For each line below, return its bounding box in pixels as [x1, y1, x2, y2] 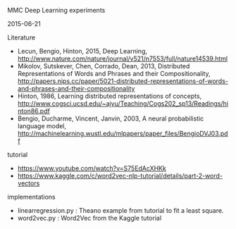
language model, [17, 122, 67, 130]
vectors [17, 179, 40, 187]
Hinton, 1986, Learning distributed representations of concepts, [17, 92, 202, 100]
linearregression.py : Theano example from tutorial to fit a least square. [17, 206, 224, 214]
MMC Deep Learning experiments [7, 6, 106, 14]
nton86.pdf [17, 107, 51, 115]
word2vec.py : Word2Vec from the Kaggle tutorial [17, 214, 162, 222]
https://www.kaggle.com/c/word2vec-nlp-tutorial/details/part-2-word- [17, 172, 223, 180]
